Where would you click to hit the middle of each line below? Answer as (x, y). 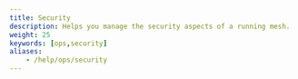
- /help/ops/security (66, 60)
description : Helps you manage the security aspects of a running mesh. (150, 26)
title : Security (40, 18)
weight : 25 (30, 35)
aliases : (26, 52)
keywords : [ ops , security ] (58, 43)
